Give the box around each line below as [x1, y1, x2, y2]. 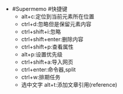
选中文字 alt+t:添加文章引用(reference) [21, 81, 118, 88]
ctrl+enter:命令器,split [21, 66, 76, 73]
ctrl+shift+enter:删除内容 [21, 36, 83, 42]
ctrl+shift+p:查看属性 [21, 43, 74, 50]
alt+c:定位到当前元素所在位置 [21, 13, 94, 20]
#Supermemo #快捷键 [12, 5, 68, 12]
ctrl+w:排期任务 [21, 73, 61, 81]
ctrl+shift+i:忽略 [21, 28, 61, 35]
